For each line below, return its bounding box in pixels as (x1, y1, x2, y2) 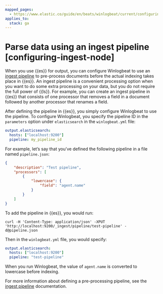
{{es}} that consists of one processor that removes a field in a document (5, 94, 150, 100)
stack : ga (9, 20, 29, 26)
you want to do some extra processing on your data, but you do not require (5, 84, 155, 89)
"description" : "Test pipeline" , (14, 165, 81, 170)
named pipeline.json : (5, 151, 50, 157)
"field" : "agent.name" (39, 183, 86, 188)
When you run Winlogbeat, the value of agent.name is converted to (5, 263, 137, 270)
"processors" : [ (14, 170, 47, 174)
